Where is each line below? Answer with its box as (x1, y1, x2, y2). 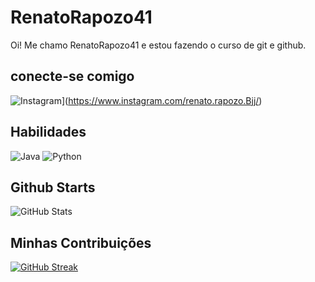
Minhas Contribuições (10, 234, 152, 251)
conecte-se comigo (10, 68, 135, 85)
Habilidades (10, 124, 87, 141)
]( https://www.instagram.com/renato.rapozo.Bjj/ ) (61, 94, 263, 106)
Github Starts (10, 179, 96, 196)
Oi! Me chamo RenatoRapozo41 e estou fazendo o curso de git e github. (10, 39, 307, 51)
